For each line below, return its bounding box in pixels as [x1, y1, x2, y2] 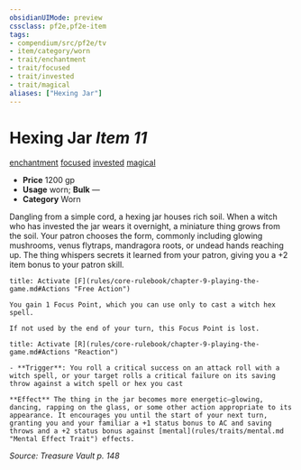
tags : [9, 30, 30, 39]
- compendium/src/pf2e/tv [9, 38, 106, 48]
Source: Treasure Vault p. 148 [9, 450, 120, 461]
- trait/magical [9, 80, 70, 89]
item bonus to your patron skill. [9, 259, 124, 271]
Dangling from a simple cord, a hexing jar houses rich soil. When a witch [9, 211, 278, 222]
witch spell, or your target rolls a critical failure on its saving [9, 372, 277, 381]
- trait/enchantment [9, 55, 87, 64]
